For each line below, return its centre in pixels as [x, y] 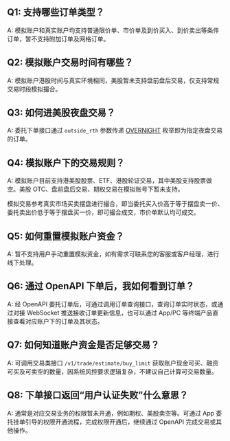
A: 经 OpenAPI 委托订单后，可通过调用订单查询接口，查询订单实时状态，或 [112, 304]
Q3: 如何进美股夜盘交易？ [61, 113]
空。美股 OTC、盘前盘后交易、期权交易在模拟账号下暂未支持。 [95, 189]
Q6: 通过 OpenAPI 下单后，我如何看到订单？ [101, 286]
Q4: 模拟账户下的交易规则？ [66, 162]
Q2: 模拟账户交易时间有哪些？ [70, 63]
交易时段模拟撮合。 [34, 89]
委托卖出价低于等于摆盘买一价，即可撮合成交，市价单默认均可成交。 [103, 212]
